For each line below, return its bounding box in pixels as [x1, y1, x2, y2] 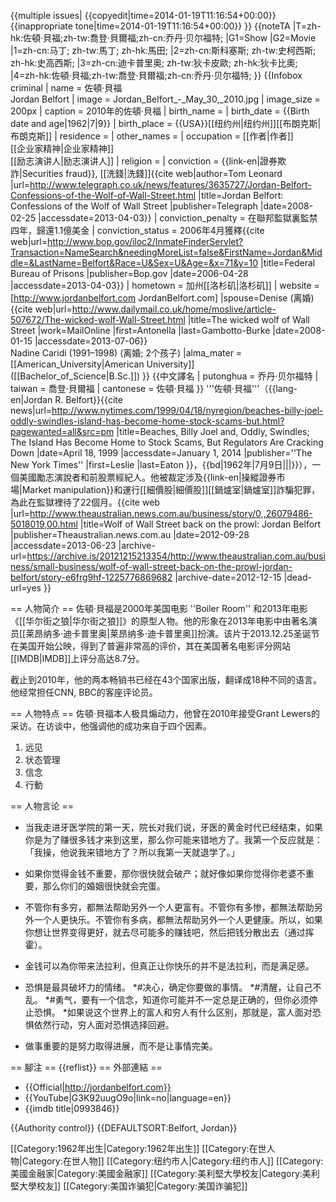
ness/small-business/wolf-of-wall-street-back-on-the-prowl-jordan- [10, 561, 293, 572]
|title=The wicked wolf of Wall [187, 314, 310, 325]
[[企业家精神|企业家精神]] [10, 143, 115, 154]
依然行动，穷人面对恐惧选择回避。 [33, 1019, 175, 1030]
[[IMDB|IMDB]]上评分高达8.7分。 [10, 653, 145, 664]
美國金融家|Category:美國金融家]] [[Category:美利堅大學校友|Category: [10, 1168, 303, 1179]
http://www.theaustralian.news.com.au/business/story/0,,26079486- [29, 508, 313, 519]
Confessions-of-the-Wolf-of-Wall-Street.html [10, 190, 197, 201]
